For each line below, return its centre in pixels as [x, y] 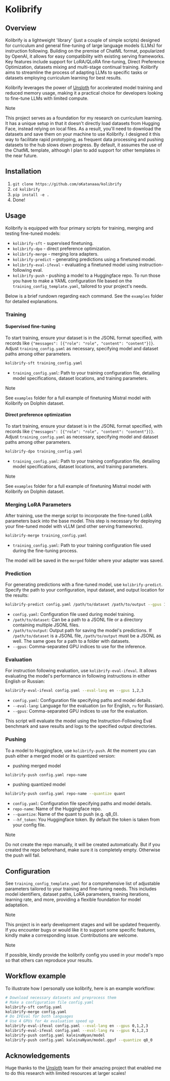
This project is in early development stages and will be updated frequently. [83, 925]
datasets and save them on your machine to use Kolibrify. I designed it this [83, 134]
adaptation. [17, 905]
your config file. [29, 825]
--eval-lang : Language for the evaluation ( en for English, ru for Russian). [88, 706]
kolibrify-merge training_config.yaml [46, 535]
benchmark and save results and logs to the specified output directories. [81, 726]
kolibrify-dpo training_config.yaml [44, 451]
